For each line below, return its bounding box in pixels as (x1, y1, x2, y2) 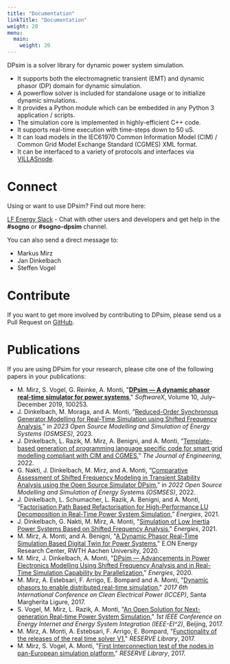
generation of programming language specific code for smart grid (36, 444, 223, 452)
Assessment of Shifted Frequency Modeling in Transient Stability (16, 473, 200, 481)
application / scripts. (16, 111, 76, 119)
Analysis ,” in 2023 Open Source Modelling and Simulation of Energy (16, 422, 211, 430)
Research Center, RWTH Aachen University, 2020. (16, 546, 159, 554)
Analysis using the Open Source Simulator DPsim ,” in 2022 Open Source (16, 480, 222, 489)
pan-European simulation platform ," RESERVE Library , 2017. (16, 649, 186, 657)
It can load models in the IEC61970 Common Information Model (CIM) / (16, 133, 218, 141)
